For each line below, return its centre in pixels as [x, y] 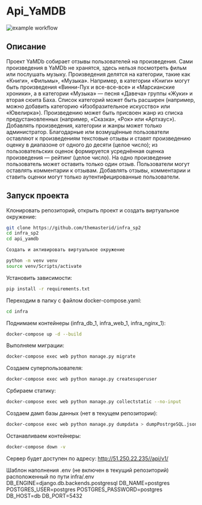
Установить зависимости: [39, 278]
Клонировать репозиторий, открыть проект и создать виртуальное [93, 210]
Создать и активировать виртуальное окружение [66, 250]
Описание [26, 47]
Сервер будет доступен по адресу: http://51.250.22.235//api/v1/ [87, 458]
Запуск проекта [38, 196]
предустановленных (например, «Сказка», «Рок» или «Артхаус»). [91, 119]
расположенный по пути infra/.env [50, 476]
